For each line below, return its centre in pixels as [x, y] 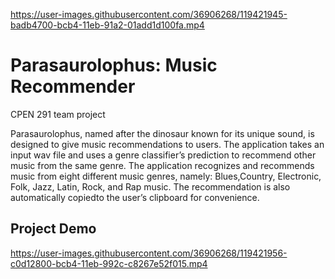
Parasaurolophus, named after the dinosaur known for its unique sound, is [162, 133]
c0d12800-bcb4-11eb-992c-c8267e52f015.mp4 [109, 263]
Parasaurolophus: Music [114, 65]
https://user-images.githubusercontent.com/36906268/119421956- [149, 253]
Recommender [73, 86]
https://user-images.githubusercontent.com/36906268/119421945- [149, 14]
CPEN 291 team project [58, 114]
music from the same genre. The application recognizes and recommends [162, 165]
